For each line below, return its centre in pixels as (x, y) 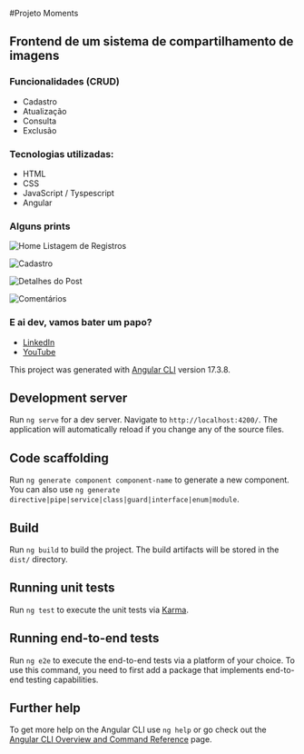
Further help (45, 708)
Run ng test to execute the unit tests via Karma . (99, 610)
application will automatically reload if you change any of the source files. (147, 430)
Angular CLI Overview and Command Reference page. (111, 739)
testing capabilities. (62, 680)
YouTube (39, 352)
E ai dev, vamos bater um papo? (81, 322)
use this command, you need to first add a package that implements (137, 670)
